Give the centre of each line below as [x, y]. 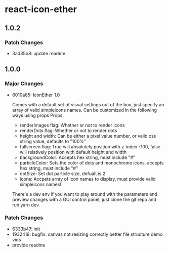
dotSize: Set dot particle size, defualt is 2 [62, 174]
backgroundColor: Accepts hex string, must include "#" [77, 157]
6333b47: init [26, 229]
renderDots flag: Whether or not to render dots [68, 131]
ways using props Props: [38, 115]
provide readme [29, 245]
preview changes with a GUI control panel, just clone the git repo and [84, 199]
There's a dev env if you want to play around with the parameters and [85, 194]
